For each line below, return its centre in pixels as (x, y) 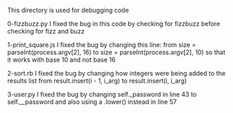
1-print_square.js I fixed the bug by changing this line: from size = (102, 45)
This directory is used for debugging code (68, 10)
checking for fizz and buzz (46, 31)
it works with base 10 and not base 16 (61, 60)
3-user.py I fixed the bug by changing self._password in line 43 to (102, 94)
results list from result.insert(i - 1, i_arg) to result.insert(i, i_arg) (97, 81)
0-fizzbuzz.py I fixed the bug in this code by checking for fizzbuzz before (114, 24)
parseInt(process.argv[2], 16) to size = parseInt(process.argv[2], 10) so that (116, 52)
